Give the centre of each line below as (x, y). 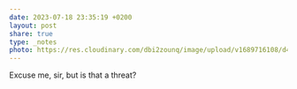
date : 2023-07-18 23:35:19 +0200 (71, 17)
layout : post (33, 26)
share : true (31, 33)
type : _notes (33, 42)
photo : (21, 50)
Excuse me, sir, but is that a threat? (73, 75)
